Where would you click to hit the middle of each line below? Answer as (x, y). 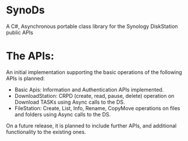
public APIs (20, 32)
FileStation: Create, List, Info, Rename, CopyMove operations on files (97, 108)
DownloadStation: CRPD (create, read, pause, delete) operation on (94, 96)
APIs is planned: (25, 78)
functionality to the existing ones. (46, 132)
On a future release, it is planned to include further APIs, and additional (91, 125)
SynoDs (25, 10)
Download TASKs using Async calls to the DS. (70, 102)
